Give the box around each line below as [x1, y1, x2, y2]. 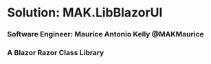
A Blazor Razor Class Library [7, 48, 104, 58]
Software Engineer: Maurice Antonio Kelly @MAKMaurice [7, 30, 204, 39]
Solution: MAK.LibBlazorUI [7, 5, 163, 21]
